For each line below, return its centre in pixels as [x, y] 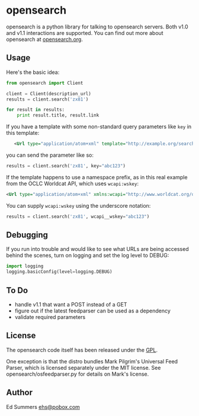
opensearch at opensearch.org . [44, 39]
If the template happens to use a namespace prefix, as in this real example [97, 177]
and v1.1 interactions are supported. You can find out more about [85, 33]
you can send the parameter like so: [50, 155]
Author [19, 393]
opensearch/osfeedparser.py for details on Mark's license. [78, 374]
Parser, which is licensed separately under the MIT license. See [84, 367]
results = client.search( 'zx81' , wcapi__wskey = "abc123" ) [78, 217]
